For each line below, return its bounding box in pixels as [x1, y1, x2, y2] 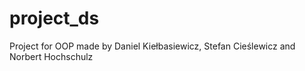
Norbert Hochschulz [9, 50, 94, 62]
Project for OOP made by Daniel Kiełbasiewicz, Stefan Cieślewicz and [9, 40, 296, 52]
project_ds [9, 7, 100, 30]
